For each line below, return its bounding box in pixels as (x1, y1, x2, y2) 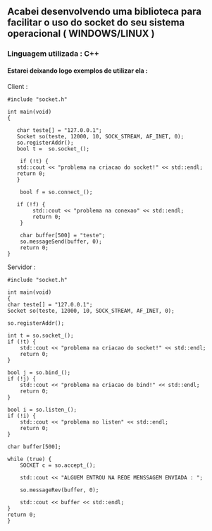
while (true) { (7, 455, 52, 463)
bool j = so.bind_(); (7, 369, 71, 376)
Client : (7, 82, 28, 90)
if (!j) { (7, 375, 37, 382)
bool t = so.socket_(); (16, 145, 90, 153)
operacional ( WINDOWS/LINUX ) (7, 28, 155, 40)
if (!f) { (16, 201, 46, 208)
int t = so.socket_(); (7, 332, 74, 339)
